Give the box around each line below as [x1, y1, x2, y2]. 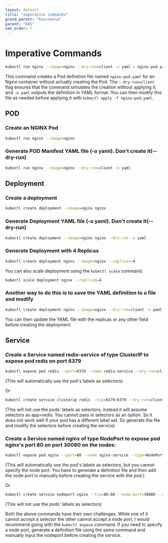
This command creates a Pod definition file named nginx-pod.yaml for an [5, 73, 155, 79]
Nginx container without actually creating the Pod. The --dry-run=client [5, 78, 155, 84]
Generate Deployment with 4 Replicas [5, 247, 99, 254]
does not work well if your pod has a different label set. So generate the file [5, 417, 160, 423]
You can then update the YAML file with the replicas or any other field [5, 316, 148, 322]
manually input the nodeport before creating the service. [5, 532, 122, 538]
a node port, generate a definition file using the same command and [5, 527, 145, 533]
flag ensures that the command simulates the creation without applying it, [5, 84, 156, 90]
